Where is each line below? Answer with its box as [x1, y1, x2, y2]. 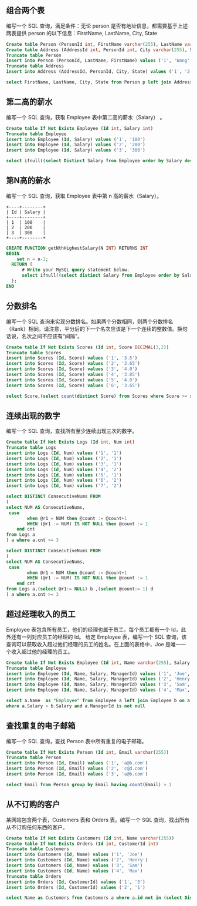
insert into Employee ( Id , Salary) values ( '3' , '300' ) [6, 147, 145, 153]
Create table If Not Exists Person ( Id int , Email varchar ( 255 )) [6, 749, 169, 755]
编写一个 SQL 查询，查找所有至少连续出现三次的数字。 [6, 428, 138, 435]
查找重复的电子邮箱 [6, 721, 76, 731]
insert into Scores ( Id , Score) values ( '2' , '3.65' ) [6, 361, 141, 367]
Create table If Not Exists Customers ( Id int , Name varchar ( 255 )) [6, 835, 175, 841]
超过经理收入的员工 [6, 609, 76, 619]
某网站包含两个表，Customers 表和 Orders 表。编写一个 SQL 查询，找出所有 [6, 816, 190, 823]
